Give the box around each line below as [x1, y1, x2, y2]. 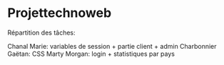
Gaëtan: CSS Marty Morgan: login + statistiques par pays [7, 49, 175, 58]
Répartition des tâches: [7, 28, 76, 37]
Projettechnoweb [7, 5, 112, 21]
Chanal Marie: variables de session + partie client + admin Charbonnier [7, 42, 217, 50]
